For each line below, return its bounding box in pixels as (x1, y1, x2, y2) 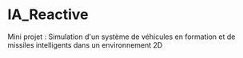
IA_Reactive (7, 6, 89, 24)
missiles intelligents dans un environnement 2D (7, 40, 163, 49)
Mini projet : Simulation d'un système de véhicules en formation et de (7, 32, 236, 41)
